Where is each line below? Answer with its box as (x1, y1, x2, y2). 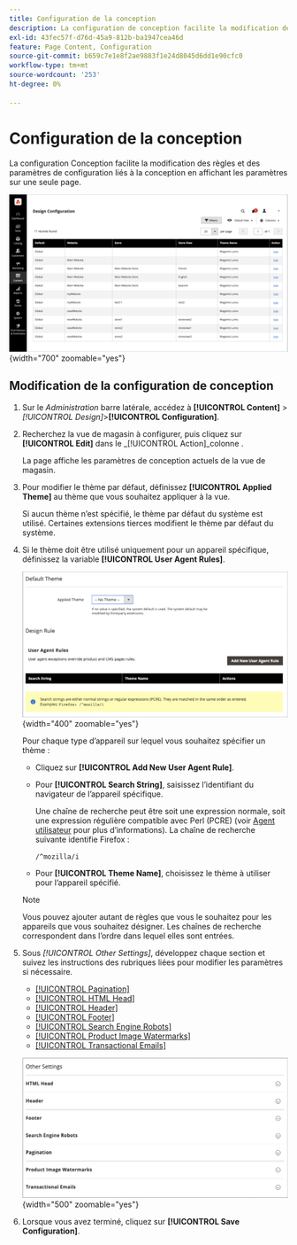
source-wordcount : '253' (9, 71, 101, 80)
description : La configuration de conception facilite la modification (9, 23, 278, 33)
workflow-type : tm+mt (9, 61, 89, 70)
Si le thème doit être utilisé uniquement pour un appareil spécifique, (21, 544, 270, 555)
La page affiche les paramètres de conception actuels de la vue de (21, 455, 266, 465)
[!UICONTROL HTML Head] (34, 993, 135, 1004)
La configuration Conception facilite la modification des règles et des (9, 158, 261, 168)
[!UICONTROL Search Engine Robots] (34, 1022, 172, 1032)
